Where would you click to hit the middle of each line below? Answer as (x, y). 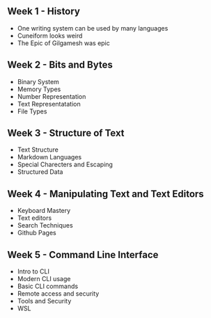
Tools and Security (44, 301)
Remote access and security (58, 294)
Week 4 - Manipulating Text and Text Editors (105, 194)
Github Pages (37, 233)
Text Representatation (49, 104)
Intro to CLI (33, 271)
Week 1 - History (44, 11)
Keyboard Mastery (44, 211)
